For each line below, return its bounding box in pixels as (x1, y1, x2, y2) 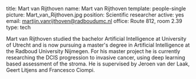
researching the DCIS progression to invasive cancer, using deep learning (6, 54, 185, 61)
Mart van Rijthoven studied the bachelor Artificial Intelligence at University (6, 35, 187, 42)
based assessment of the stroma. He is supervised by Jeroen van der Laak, (6, 60, 190, 67)
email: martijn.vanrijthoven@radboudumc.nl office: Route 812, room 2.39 (6, 18, 182, 24)
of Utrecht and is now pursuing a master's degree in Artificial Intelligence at (6, 41, 190, 48)
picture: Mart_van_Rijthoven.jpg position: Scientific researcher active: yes (6, 11, 184, 18)
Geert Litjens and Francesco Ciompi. (6, 67, 96, 73)
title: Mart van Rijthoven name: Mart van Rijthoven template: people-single (6, 5, 186, 12)
